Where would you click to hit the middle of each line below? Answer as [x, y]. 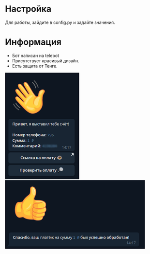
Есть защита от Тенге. [35, 66]
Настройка [28, 9]
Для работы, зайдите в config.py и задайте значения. [60, 22]
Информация [33, 42]
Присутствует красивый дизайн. [46, 61]
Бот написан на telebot [36, 55]
